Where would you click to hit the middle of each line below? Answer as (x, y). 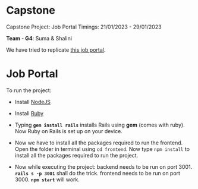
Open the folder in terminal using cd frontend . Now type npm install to (102, 149)
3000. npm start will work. (47, 179)
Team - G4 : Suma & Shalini (39, 38)
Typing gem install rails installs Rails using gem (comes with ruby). (100, 125)
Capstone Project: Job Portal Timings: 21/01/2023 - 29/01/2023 (84, 27)
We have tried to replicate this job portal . (56, 50)
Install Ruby (29, 113)
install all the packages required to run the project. (76, 155)
